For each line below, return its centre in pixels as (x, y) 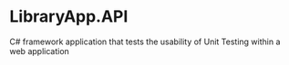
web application (40, 51)
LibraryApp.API (69, 17)
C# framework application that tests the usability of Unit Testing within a (145, 42)
